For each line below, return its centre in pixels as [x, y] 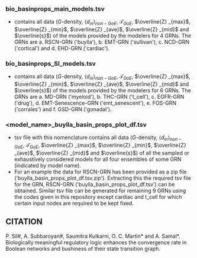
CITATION [24, 222]
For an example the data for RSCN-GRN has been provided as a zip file [100, 172]
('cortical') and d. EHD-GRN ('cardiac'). [62, 49]
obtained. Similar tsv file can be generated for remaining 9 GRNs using [100, 191]
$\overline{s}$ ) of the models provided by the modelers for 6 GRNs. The [103, 91]
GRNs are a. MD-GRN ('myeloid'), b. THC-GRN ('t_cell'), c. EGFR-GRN [99, 97]
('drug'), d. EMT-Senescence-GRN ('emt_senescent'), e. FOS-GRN [95, 103]
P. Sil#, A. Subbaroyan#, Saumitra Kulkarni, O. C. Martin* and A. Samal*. [93, 236]
